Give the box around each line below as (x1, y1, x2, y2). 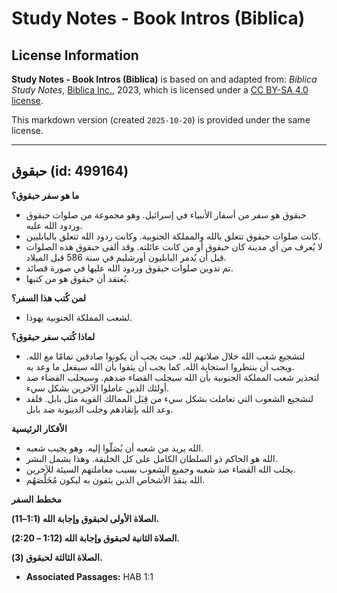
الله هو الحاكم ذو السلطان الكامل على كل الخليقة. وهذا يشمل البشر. (25, 452, 278, 464)
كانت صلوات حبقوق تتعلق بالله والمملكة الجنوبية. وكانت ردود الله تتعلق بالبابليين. (25, 230, 322, 242)
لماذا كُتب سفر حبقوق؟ (11, 330, 96, 342)
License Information (11, 47, 139, 64)
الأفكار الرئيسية (11, 422, 68, 434)
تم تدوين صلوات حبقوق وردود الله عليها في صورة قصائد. (25, 262, 234, 274)
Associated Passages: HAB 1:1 (25, 570, 154, 582)
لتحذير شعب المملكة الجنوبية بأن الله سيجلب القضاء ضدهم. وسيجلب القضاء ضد (25, 371, 320, 383)
